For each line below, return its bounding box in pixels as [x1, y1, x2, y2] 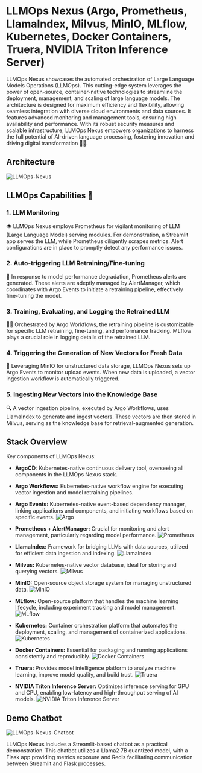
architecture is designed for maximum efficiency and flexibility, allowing [6, 101, 185, 108]
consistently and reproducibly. [14, 653, 90, 660]
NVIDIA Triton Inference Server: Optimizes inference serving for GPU [14, 683, 189, 690]
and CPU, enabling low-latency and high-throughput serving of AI [14, 689, 178, 696]
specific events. [14, 514, 55, 521]
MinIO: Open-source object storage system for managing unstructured [14, 579, 192, 587]
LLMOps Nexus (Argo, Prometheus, [6, 4, 188, 18]
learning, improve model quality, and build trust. [14, 671, 134, 678]
